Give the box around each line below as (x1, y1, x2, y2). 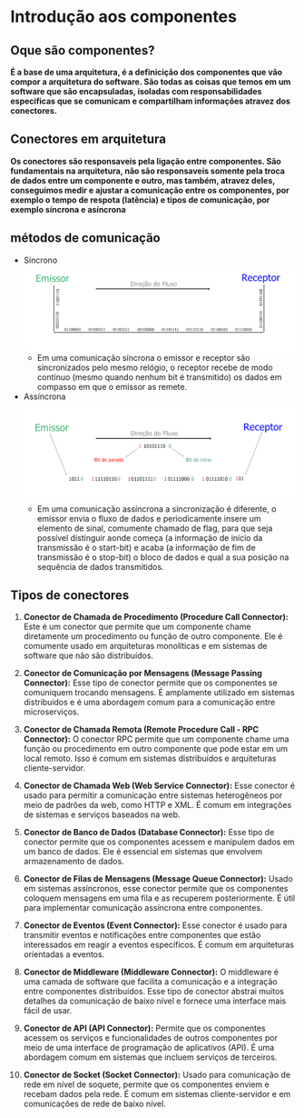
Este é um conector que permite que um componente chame (23, 621, 251, 633)
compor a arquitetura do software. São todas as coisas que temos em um (10, 76, 291, 87)
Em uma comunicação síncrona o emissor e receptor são (36, 353, 250, 364)
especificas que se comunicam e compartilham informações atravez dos (10, 95, 291, 106)
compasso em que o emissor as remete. (36, 382, 188, 393)
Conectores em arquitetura (10, 132, 167, 147)
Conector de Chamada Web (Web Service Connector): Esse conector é (23, 780, 296, 792)
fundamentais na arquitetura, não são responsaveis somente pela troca (10, 165, 285, 176)
